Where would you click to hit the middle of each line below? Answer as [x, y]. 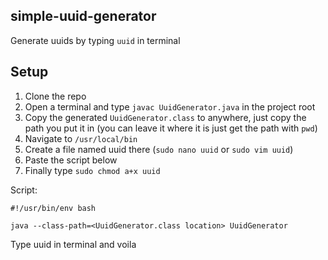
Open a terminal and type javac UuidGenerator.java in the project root [170, 106]
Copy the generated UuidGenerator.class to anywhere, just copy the [165, 117]
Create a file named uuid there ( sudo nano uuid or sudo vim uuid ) [159, 149]
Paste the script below [71, 160]
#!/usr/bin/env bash [53, 208]
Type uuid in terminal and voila [73, 244]
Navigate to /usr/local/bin [81, 138]
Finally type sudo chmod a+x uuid [92, 170]
